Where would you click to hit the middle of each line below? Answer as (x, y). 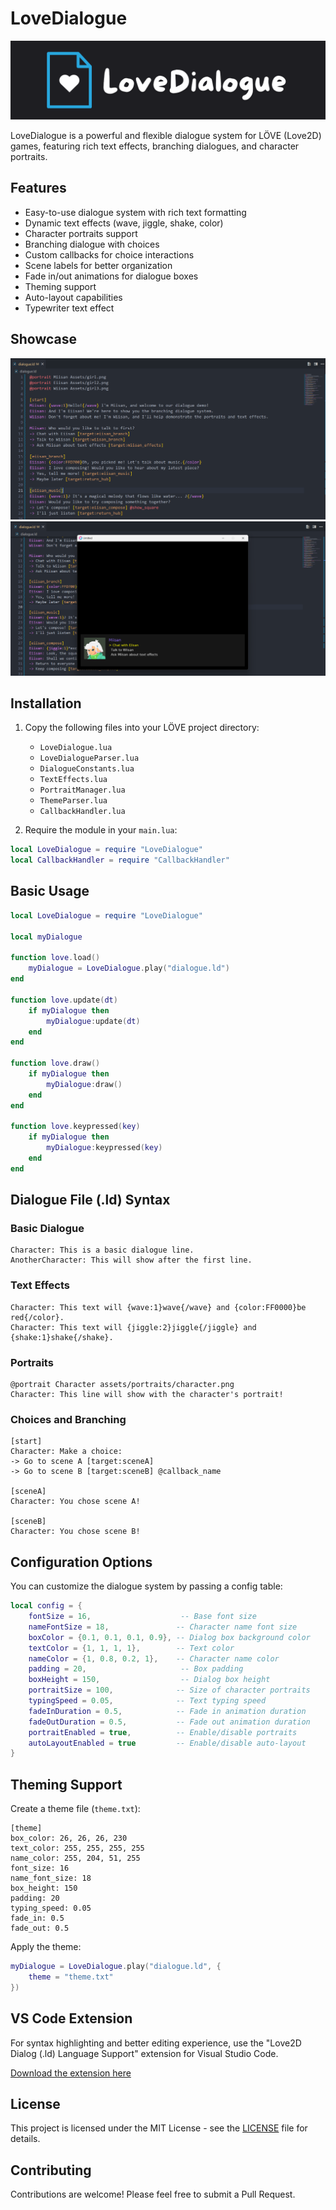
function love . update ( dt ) (64, 1000)
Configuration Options (81, 1562)
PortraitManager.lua (82, 790)
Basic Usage (50, 891)
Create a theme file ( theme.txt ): (75, 1809)
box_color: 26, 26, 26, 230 (69, 1838)
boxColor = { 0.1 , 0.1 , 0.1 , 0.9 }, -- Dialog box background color (169, 1637)
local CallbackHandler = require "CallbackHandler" (120, 860)
